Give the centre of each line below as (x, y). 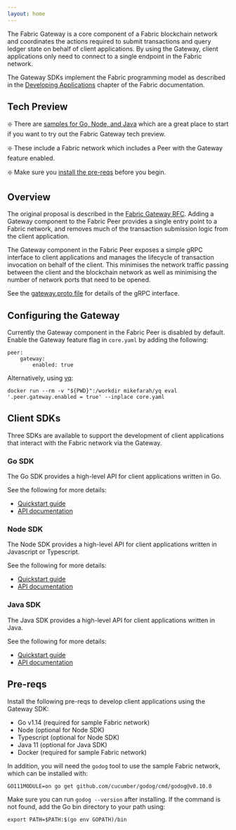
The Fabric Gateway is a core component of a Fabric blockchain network (112, 34)
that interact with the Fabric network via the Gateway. (85, 442)
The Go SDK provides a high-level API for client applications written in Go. (114, 476)
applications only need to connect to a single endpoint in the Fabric (105, 56)
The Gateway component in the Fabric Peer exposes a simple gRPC (105, 250)
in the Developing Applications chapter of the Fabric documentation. (106, 84)
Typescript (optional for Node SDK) (68, 737)
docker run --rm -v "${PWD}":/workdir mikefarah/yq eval (92, 391)
